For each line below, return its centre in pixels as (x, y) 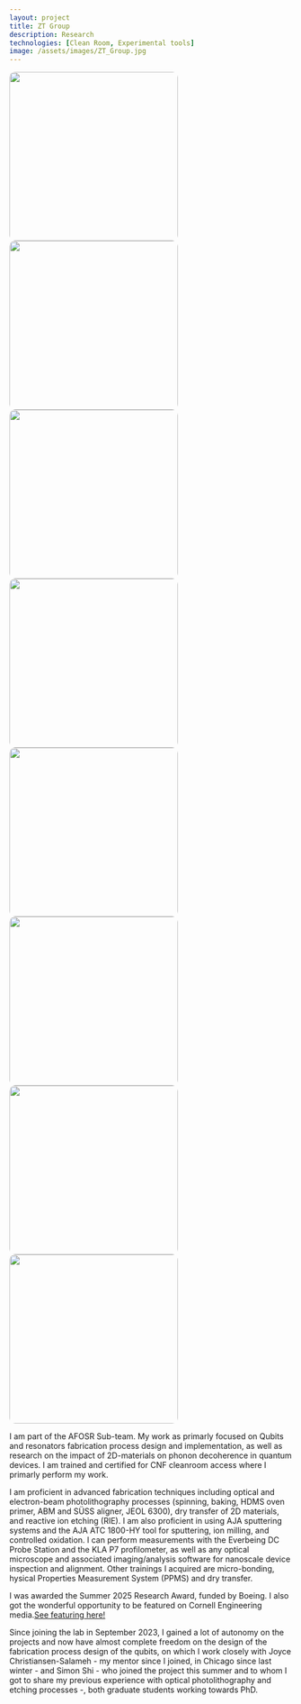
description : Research (52, 34)
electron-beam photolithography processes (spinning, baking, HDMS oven (147, 1502)
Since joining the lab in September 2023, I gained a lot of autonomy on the (147, 1633)
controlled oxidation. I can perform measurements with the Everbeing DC (145, 1540)
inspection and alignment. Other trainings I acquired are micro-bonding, (142, 1569)
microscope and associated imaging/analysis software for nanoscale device (150, 1559)
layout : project (40, 18)
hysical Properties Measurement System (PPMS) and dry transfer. (131, 1579)
